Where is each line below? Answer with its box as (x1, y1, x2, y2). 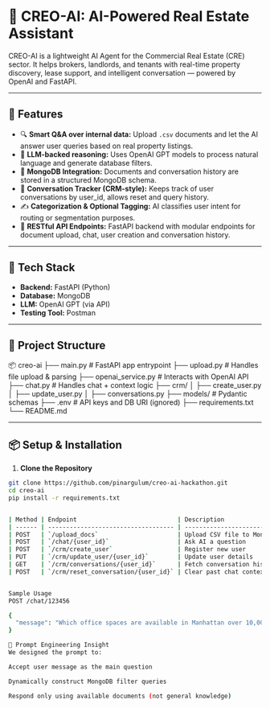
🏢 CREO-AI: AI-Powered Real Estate (8, 7, 250, 26)
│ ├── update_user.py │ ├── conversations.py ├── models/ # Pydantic (8, 389, 247, 399)
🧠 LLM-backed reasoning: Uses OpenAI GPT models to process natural (19, 149, 259, 159)
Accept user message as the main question (8, 663, 153, 671)
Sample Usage (8, 589, 52, 598)
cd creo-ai (8, 487, 45, 495)
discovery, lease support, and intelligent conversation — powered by (8, 68, 236, 77)
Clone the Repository (19, 463, 92, 473)
